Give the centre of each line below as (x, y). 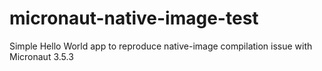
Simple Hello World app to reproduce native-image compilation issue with (161, 46)
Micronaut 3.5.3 (41, 56)
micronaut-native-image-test (134, 18)
